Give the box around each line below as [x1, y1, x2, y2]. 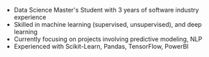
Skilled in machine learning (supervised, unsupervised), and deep [13, 21, 202, 28]
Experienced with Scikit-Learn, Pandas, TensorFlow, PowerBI [13, 43, 189, 50]
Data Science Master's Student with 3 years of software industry [13, 6, 199, 14]
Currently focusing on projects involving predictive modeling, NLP [13, 35, 203, 43]
